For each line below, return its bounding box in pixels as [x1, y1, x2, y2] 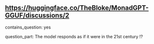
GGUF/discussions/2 [5, 12, 69, 20]
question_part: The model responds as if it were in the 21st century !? [5, 33, 143, 39]
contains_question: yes [5, 24, 51, 30]
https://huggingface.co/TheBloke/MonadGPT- [5, 4, 149, 12]
